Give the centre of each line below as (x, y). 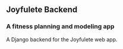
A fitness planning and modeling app (60, 27)
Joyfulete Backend (42, 10)
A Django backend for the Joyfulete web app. (62, 39)
